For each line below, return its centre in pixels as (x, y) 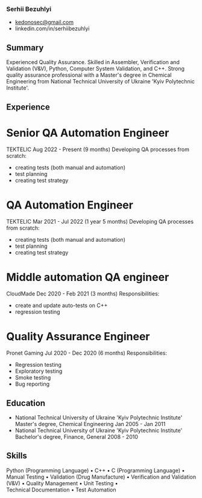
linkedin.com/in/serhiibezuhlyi (52, 28)
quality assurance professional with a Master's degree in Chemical (89, 75)
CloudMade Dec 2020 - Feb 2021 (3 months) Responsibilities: (83, 294)
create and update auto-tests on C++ (61, 306)
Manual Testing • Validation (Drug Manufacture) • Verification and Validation (101, 477)
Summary (25, 47)
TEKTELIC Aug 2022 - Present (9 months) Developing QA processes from (98, 149)
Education (26, 403)
